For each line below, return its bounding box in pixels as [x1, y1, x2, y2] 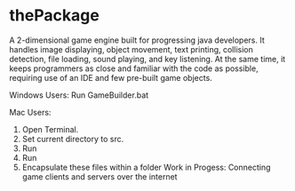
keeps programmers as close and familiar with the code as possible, [9, 63, 259, 74]
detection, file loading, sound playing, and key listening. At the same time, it [9, 53, 286, 64]
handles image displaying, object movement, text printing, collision [9, 44, 253, 54]
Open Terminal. [21, 123, 79, 134]
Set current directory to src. [21, 133, 124, 144]
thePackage [9, 5, 100, 26]
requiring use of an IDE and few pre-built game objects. [9, 72, 213, 83]
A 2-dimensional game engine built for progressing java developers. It [9, 35, 265, 45]
